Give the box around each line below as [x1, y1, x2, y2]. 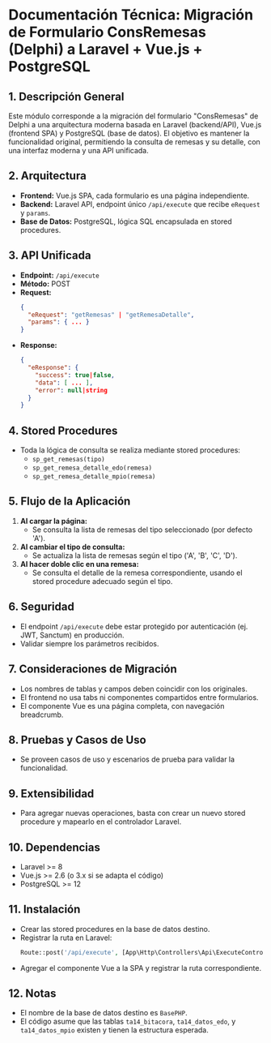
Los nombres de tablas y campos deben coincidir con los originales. [19, 684, 248, 693]
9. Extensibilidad [8, 787, 95, 800]
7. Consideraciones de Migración [8, 663, 178, 676]
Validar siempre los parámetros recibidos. [19, 638, 159, 648]
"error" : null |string [35, 386, 108, 394]
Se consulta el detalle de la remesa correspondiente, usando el [32, 568, 243, 577]
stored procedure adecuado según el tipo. [32, 576, 173, 586]
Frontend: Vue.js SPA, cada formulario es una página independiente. [19, 191, 250, 200]
